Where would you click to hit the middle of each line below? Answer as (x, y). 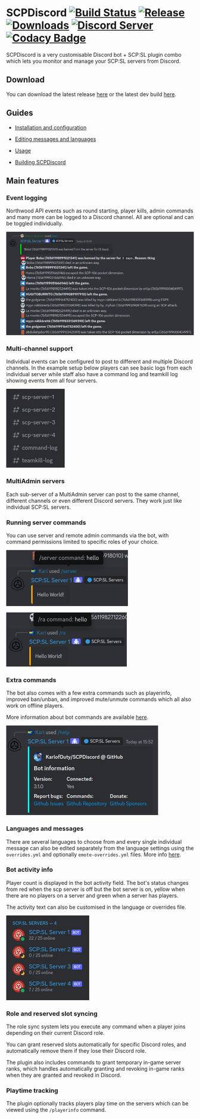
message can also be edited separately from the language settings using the (100, 848)
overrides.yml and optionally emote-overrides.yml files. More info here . (94, 854)
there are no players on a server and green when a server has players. (92, 895)
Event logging (27, 198)
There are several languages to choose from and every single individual (94, 841)
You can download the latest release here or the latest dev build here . (91, 94)
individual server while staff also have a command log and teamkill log (92, 374)
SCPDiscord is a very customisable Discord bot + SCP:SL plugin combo (94, 54)
